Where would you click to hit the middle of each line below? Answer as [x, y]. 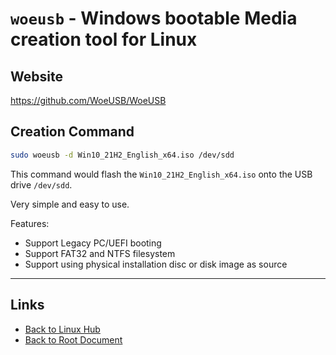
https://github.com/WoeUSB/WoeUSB [88, 100]
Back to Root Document [73, 339]
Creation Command [72, 132]
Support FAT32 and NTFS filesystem [100, 253]
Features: [30, 223]
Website [36, 76]
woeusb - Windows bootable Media [154, 18]
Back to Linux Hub [62, 329]
